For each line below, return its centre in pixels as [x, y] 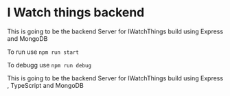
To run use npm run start [43, 52]
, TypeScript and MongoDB [45, 85]
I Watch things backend [76, 13]
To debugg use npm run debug [49, 65]
